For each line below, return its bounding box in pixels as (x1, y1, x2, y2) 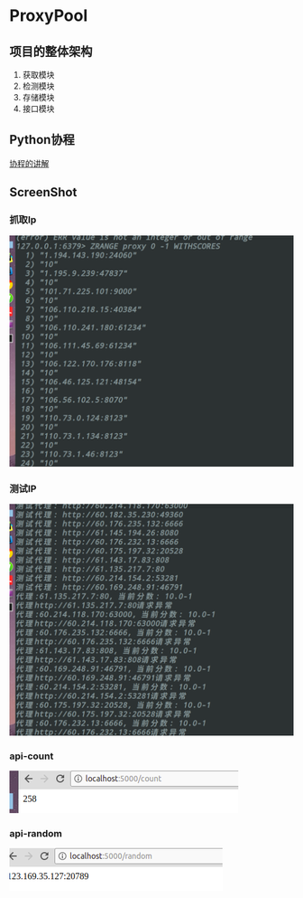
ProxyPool (9, 5, 88, 26)
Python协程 (9, 132, 75, 147)
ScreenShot (9, 184, 78, 200)
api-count (9, 750, 54, 762)
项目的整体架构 (9, 43, 93, 59)
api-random (9, 827, 63, 840)
